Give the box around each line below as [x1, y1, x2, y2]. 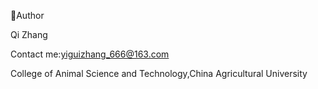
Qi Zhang [10, 29, 48, 40]
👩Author [10, 10, 45, 21]
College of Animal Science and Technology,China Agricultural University [10, 68, 308, 79]
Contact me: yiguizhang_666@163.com [10, 48, 170, 60]
